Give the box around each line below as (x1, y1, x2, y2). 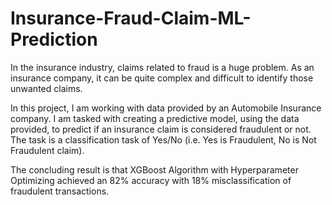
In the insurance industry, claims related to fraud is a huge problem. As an (10, 61, 315, 73)
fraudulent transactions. (10, 185, 110, 197)
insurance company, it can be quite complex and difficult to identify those (10, 72, 314, 84)
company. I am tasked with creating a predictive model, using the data (10, 112, 300, 124)
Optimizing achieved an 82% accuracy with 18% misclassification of (10, 174, 292, 186)
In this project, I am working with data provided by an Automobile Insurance (10, 102, 322, 114)
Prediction (10, 28, 98, 51)
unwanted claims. (10, 82, 83, 94)
